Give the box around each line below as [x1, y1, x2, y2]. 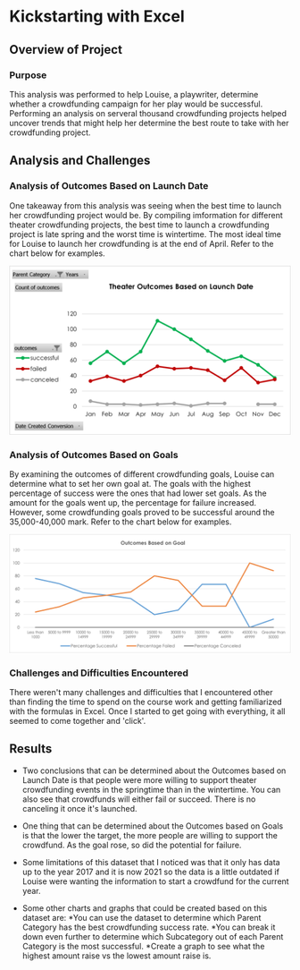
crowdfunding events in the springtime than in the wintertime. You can [21, 784, 281, 795]
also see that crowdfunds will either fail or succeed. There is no [21, 794, 256, 804]
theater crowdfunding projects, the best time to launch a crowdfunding [9, 219, 270, 230]
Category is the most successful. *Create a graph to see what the [21, 940, 265, 951]
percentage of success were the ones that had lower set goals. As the [9, 488, 267, 498]
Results [9, 741, 53, 757]
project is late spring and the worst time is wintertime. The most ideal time [9, 228, 281, 239]
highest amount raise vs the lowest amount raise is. [21, 950, 212, 961]
